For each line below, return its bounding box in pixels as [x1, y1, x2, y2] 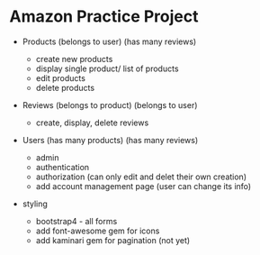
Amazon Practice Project [9, 6, 199, 27]
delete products [35, 82, 95, 93]
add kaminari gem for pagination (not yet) [35, 234, 191, 245]
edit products [35, 72, 85, 83]
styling [22, 198, 48, 209]
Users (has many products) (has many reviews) [22, 134, 199, 145]
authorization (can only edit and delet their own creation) [35, 171, 247, 182]
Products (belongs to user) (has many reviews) [22, 36, 197, 47]
